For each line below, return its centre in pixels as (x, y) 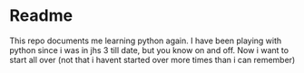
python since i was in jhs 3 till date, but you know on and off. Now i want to (149, 50)
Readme (41, 16)
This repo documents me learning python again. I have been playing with (146, 41)
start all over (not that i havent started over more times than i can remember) (152, 59)
